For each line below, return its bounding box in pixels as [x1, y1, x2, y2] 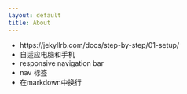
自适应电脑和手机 [19, 49, 75, 59]
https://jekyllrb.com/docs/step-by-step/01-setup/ [19, 40, 180, 49]
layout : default [8, 11, 61, 20]
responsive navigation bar [19, 58, 104, 67]
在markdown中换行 [19, 78, 82, 87]
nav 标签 [19, 67, 48, 77]
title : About [8, 19, 51, 27]
